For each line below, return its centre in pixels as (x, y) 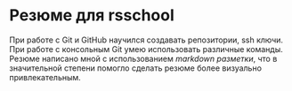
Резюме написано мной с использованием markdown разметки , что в (143, 58)
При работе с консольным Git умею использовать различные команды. (146, 49)
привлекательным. (45, 77)
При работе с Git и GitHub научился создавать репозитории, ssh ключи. (146, 40)
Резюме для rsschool (92, 15)
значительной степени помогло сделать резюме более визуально (136, 68)
